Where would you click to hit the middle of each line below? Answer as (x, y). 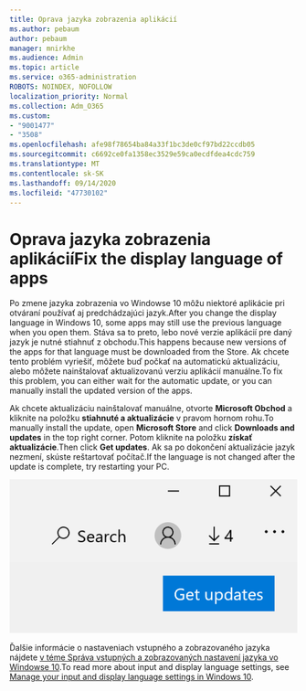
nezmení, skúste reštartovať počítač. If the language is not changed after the (152, 457)
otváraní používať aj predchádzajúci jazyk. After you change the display (143, 313)
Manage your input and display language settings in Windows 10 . (132, 676)
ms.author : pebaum (44, 29)
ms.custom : (30, 116)
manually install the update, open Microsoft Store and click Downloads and (152, 428)
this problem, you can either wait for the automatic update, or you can (141, 381)
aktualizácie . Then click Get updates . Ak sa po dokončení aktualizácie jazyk (152, 447)
